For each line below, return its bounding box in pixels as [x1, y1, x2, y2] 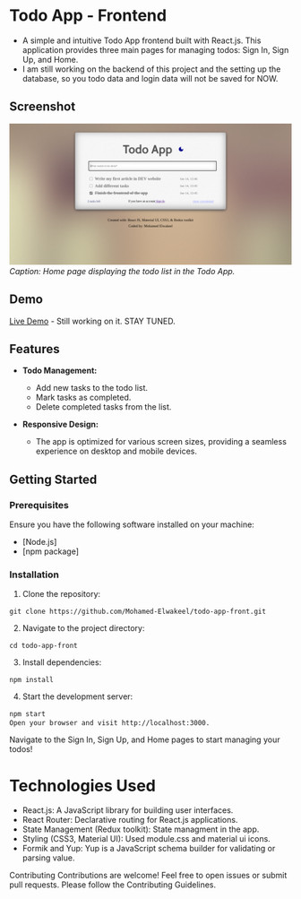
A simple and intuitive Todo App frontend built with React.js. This [21, 35, 262, 46]
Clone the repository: [21, 589, 101, 600]
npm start [9, 710, 47, 719]
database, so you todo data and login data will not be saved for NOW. [21, 73, 279, 83]
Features [9, 341, 60, 357]
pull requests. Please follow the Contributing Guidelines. [9, 879, 217, 890]
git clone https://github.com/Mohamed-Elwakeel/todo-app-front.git [9, 607, 267, 617]
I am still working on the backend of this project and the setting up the [21, 64, 281, 74]
